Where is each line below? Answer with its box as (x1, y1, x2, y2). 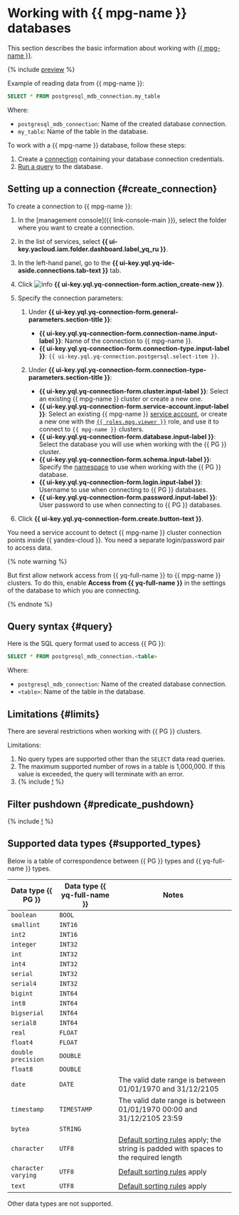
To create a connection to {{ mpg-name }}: (7, 202, 133, 210)
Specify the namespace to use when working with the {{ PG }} (38, 462, 222, 471)
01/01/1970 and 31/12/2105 (118, 1084, 219, 1094)
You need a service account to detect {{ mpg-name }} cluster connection (7, 528, 222, 536)
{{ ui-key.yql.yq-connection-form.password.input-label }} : (38, 493, 218, 501)
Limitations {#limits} (7, 708, 100, 720)
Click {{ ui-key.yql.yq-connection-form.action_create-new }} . (17, 280, 225, 288)
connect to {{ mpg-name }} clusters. (38, 424, 144, 433)
